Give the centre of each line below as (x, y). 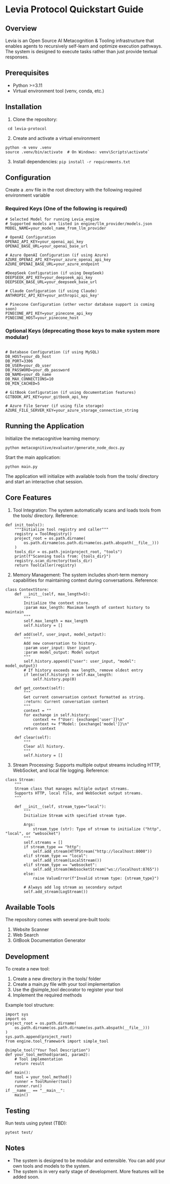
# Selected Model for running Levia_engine (52, 219)
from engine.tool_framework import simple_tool (57, 1041)
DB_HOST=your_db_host (28, 357)
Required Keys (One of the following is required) (66, 208)
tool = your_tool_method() (43, 1077)
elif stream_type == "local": (56, 856)
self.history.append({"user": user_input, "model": (80, 661)
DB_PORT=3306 (19, 361)
